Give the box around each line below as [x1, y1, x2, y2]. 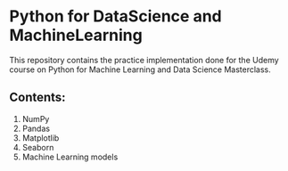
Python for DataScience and [9, 6, 222, 27]
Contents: [9, 90, 66, 105]
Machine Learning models [21, 151, 119, 162]
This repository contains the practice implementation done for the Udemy [9, 54, 279, 65]
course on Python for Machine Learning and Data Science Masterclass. [9, 64, 272, 75]
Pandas [21, 123, 51, 134]
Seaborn [21, 142, 54, 152]
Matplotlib [21, 132, 60, 143]
